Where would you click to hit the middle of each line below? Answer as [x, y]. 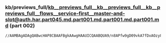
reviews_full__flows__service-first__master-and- [65, 13]
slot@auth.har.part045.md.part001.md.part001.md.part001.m [82, 20]
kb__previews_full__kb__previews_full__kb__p [104, 7]
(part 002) [22, 25]
